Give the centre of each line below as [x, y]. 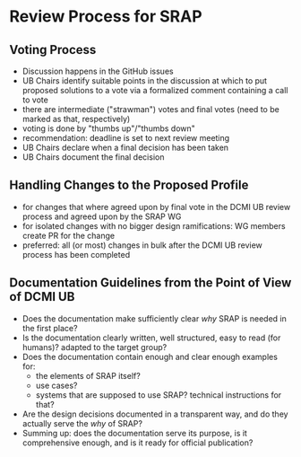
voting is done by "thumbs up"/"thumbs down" [108, 128]
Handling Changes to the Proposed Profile [129, 185]
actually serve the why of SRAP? [82, 423]
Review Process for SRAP [106, 17]
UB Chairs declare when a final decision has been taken [125, 147]
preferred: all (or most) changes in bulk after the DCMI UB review [142, 245]
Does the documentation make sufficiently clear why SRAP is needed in [154, 318]
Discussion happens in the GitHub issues [98, 71]
